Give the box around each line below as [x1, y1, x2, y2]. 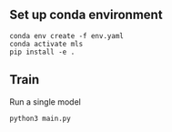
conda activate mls [9, 39, 84, 48]
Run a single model [9, 96, 82, 107]
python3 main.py [9, 114, 71, 123]
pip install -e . [9, 47, 76, 56]
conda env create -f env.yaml [9, 31, 125, 40]
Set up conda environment [9, 7, 163, 23]
